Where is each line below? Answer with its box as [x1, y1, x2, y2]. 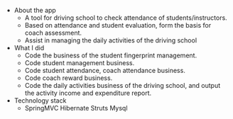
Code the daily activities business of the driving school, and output [24, 81, 221, 89]
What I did [13, 44, 45, 52]
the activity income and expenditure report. [24, 89, 152, 97]
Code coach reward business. [24, 74, 113, 82]
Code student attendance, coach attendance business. [24, 67, 186, 74]
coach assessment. [24, 28, 82, 37]
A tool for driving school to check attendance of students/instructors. [24, 13, 227, 22]
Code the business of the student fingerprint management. [24, 51, 197, 59]
